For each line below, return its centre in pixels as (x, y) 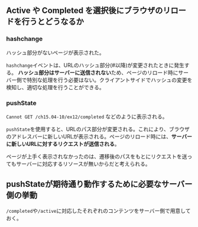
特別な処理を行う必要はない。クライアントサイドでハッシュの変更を (109, 80)
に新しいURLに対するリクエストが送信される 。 (63, 144)
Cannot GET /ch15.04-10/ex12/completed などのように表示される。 (87, 116)
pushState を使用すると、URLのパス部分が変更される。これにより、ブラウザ (98, 129)
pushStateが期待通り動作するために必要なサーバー (99, 184)
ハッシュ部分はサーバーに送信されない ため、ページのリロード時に (98, 72)
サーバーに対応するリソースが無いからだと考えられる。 (83, 164)
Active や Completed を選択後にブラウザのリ (88, 11)
